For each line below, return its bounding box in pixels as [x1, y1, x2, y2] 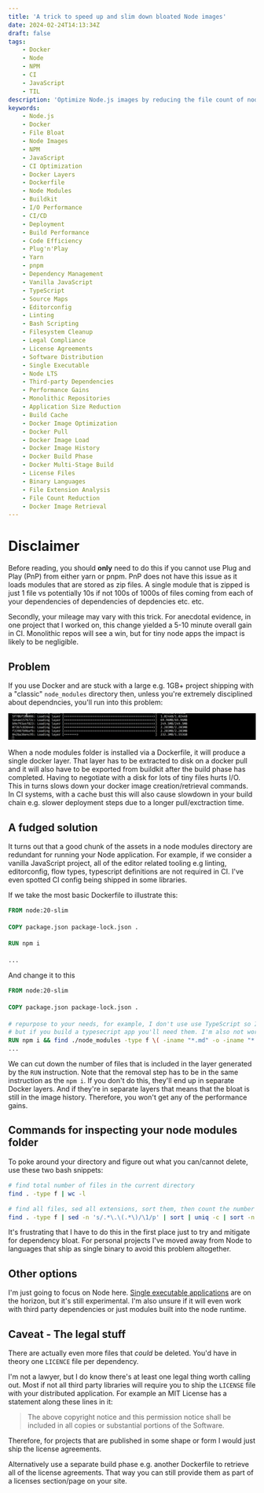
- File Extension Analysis [22, 486, 111, 493]
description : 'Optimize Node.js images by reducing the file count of [8, 95, 244, 104]
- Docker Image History [22, 445, 101, 453]
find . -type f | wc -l [8, 1189, 86, 1198]
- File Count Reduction [22, 494, 101, 502]
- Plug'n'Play [22, 245, 68, 253]
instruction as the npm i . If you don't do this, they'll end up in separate [8, 1076, 234, 1085]
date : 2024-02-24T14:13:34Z [8, 20, 101, 29]
